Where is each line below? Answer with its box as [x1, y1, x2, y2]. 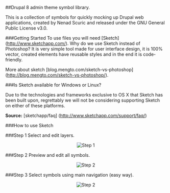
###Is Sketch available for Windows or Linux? [5, 82, 102, 88]
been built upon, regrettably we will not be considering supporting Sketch [5, 97, 160, 103]
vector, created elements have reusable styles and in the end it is [5, 51, 142, 57]
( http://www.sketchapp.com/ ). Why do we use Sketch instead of [5, 40, 140, 46]
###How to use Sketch [5, 123, 54, 128]
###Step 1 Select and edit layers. [5, 132, 75, 138]
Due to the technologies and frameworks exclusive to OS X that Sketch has [5, 92, 163, 98]
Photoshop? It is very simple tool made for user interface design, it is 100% [5, 46, 163, 52]
